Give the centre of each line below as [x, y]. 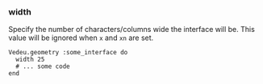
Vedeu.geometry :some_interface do [68, 53]
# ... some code [43, 66]
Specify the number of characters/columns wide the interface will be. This [132, 30]
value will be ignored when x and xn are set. [81, 38]
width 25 [30, 60]
